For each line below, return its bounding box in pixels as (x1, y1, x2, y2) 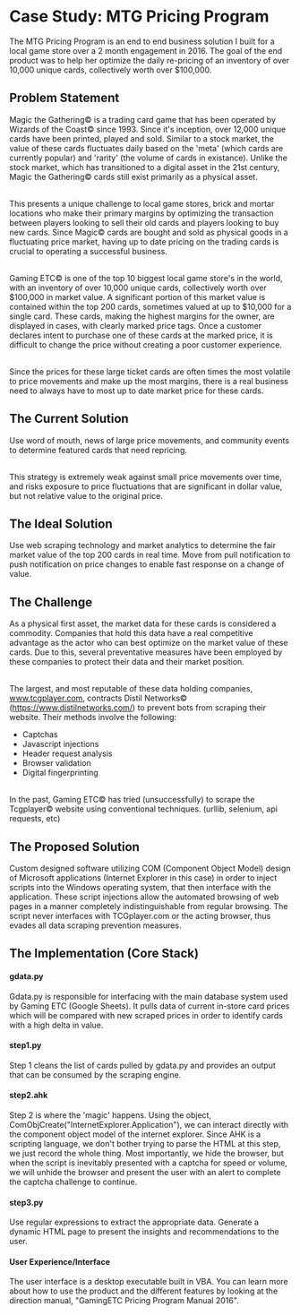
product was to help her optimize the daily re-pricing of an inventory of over (9, 55, 290, 65)
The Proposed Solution (9, 839, 141, 855)
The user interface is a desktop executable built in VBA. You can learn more (9, 1276, 288, 1287)
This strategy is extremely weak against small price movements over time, (9, 471, 282, 482)
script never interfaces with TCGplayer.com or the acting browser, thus (9, 911, 271, 921)
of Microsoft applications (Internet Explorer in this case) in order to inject (9, 872, 278, 883)
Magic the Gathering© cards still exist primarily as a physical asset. (9, 171, 258, 182)
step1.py (9, 1040, 42, 1051)
